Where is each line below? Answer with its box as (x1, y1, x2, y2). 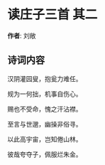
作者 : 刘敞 (7, 31, 36, 40)
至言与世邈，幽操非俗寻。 (7, 119, 82, 128)
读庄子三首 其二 (7, 6, 98, 23)
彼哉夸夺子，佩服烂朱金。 (7, 150, 82, 159)
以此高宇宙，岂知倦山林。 (7, 134, 82, 143)
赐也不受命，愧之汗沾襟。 (7, 105, 82, 113)
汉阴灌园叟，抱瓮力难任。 (7, 74, 82, 82)
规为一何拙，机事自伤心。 (7, 90, 82, 98)
